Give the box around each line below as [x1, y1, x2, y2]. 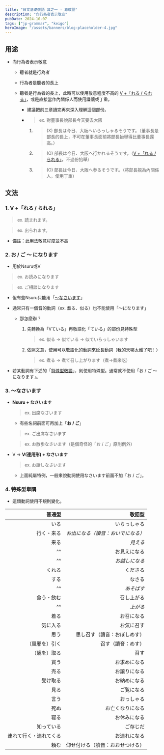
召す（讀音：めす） [100, 640, 145, 647]
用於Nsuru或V [12, 263, 41, 269]
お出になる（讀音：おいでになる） [66, 530, 145, 536]
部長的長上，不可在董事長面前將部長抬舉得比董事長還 [46, 134, 154, 140]
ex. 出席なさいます [24, 410, 62, 416]
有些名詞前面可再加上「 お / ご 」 [19, 420, 84, 426]
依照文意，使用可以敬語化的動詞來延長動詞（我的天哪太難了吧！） [27, 347, 161, 353]
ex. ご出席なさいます [24, 431, 67, 437]
